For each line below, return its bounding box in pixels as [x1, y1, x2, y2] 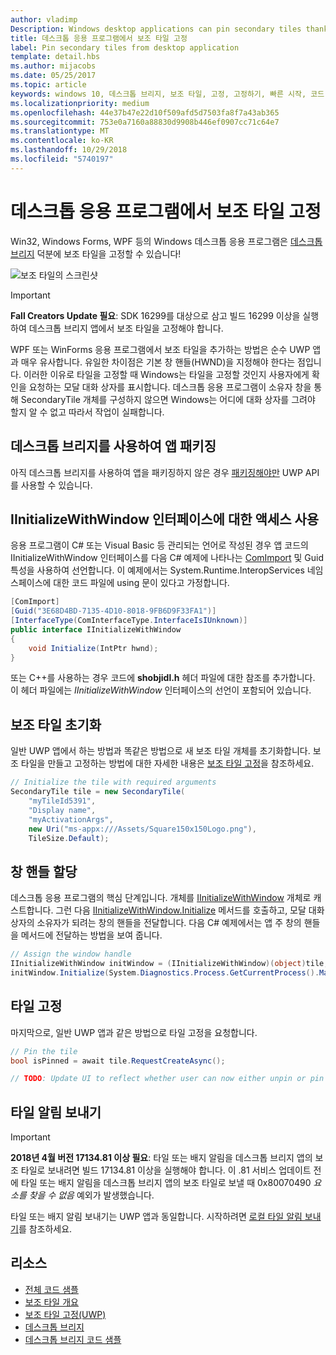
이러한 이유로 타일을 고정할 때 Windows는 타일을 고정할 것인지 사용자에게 [23, 368, 310, 380]
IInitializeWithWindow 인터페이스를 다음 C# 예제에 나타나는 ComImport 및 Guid [10, 552, 325, 564]
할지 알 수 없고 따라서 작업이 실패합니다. [10, 406, 165, 418]
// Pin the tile [10, 1046, 78, 1056]
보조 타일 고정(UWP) [24, 1308, 107, 1320]
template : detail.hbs [10, 52, 101, 62]
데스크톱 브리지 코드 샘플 [24, 1333, 122, 1345]
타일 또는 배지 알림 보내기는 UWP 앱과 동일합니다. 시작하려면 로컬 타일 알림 [10, 1211, 303, 1223]
